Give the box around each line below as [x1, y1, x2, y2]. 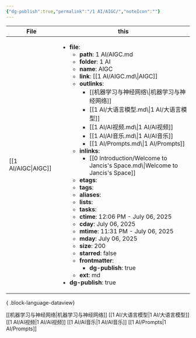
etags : [79, 176, 97, 184]
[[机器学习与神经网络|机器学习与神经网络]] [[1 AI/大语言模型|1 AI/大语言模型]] [6, 311, 190, 318]
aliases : [79, 191, 101, 199]
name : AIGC [79, 65, 113, 73]
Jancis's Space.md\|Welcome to [89, 161, 178, 170]
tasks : [79, 205, 97, 213]
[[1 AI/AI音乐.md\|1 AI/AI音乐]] [89, 132, 174, 140]
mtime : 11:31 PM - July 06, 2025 [79, 227, 174, 235]
